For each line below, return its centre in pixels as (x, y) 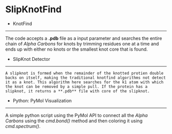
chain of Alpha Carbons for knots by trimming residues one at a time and (82, 43)
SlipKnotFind (34, 9)
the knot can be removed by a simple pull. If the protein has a (76, 86)
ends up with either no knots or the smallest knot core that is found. (77, 49)
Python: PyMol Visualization (42, 100)
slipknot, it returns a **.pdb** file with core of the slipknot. (78, 91)
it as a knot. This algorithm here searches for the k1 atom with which (84, 82)
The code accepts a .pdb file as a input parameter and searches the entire (84, 38)
